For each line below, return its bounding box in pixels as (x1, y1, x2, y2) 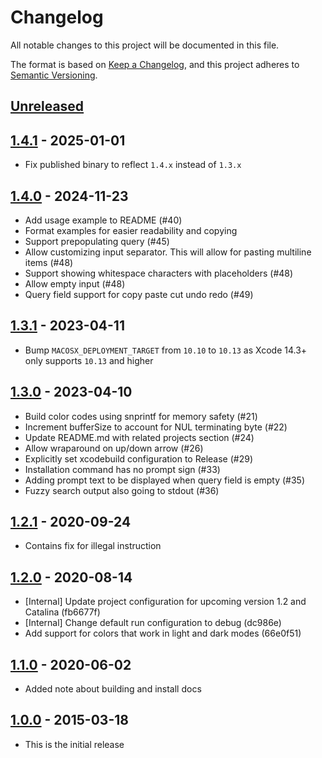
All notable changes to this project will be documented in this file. (10, 39, 280, 51)
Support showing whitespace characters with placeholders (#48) (24, 267, 294, 279)
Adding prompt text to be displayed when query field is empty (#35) (24, 474, 306, 486)
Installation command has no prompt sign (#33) (24, 463, 221, 475)
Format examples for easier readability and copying (24, 224, 238, 236)
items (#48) (24, 256, 74, 268)
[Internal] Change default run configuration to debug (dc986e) (24, 617, 282, 629)
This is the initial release (24, 738, 125, 750)
